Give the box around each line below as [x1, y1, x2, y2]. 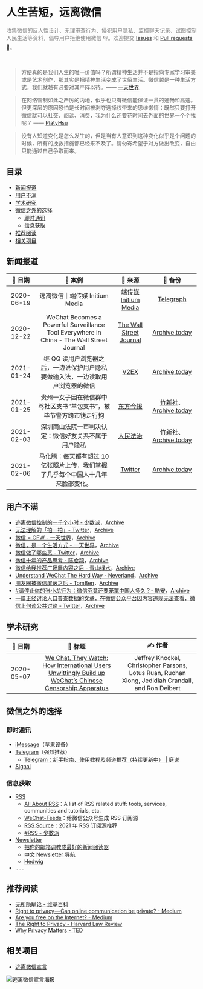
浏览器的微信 [59, 381, 95, 390]
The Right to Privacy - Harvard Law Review [14, 920, 123, 927]
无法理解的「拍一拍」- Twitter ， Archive [14, 527, 114, 534]
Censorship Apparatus [45, 684, 109, 693]
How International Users [42, 661, 111, 670]
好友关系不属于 [65, 431, 108, 440]
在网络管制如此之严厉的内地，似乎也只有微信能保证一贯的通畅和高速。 [21, 96, 196, 104]
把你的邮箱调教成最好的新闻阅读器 [24, 844, 109, 851]
